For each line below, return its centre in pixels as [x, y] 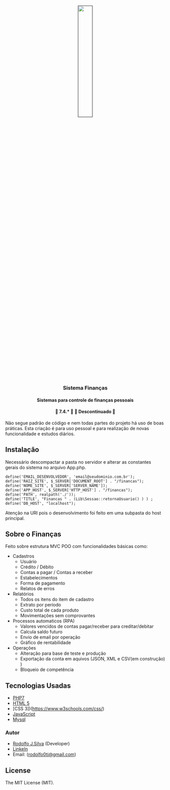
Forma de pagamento [43, 583]
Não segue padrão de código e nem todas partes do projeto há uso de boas [84, 423]
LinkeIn [20, 749]
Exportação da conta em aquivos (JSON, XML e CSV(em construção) [93, 659]
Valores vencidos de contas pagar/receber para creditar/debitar [87, 626]
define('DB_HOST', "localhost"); [41, 503]
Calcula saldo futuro [41, 632]
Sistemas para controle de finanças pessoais [85, 400]
